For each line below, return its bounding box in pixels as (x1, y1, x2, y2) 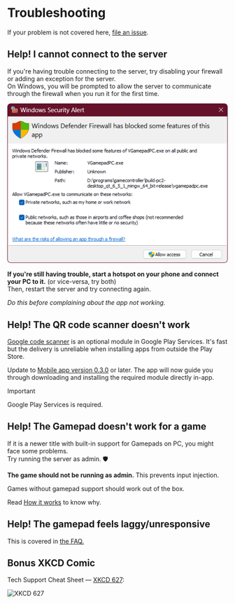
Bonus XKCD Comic (7, 557, 96, 569)
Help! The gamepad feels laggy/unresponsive (7, 519, 211, 530)
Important (7, 387, 36, 395)
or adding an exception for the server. (7, 74, 116, 83)
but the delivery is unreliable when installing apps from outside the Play (7, 345, 213, 353)
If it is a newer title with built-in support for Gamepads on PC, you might (7, 439, 214, 448)
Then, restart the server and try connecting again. (7, 285, 152, 294)
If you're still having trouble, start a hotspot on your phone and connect (7, 270, 219, 278)
